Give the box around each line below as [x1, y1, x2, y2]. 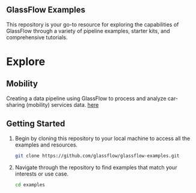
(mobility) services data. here [26, 101, 99, 108]
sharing [6, 101, 25, 108]
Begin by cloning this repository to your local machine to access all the [14, 134, 191, 142]
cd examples [14, 182, 45, 188]
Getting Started [6, 119, 66, 129]
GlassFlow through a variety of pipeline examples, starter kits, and [6, 27, 170, 34]
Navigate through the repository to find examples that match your [14, 163, 177, 171]
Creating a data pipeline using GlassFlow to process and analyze [6, 95, 167, 102]
